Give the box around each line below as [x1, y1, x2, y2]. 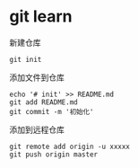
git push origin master [9, 150, 99, 159]
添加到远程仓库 [9, 124, 65, 135]
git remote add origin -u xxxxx [9, 142, 130, 151]
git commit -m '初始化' [9, 107, 94, 116]
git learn [9, 6, 73, 27]
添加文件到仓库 [9, 72, 65, 83]
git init [9, 55, 42, 64]
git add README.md [9, 97, 78, 107]
